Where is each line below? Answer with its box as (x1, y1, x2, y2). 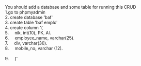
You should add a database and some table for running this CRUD (5, 4, 137, 10)
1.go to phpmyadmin (5, 9, 46, 15)
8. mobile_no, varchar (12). (5, 46, 63, 51)
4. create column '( (5, 25, 43, 31)
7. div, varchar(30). (5, 40, 47, 46)
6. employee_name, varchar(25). (5, 35, 75, 41)
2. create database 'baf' (5, 15, 53, 20)
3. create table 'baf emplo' (5, 19, 58, 25)
